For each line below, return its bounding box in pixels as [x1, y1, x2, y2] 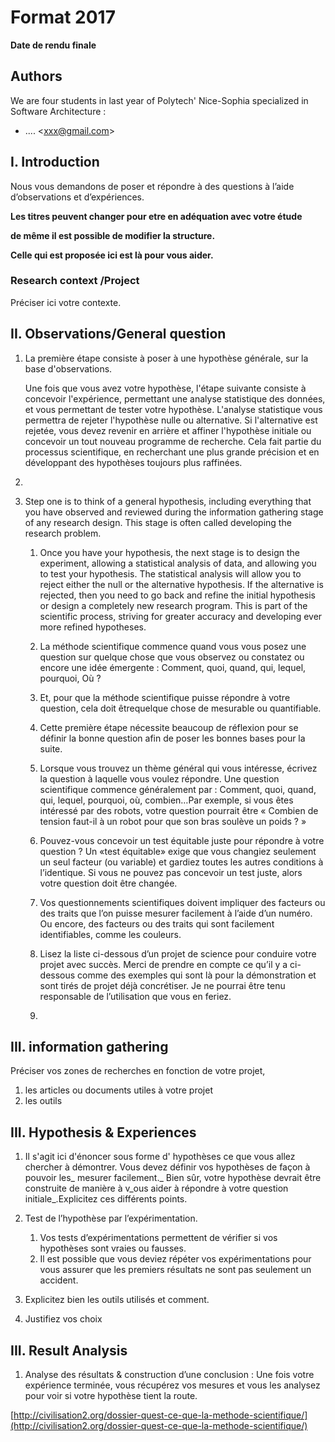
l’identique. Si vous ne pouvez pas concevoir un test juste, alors [39, 866, 303, 878]
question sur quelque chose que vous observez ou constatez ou [39, 651, 305, 663]
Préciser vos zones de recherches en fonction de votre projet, [10, 1065, 266, 1077]
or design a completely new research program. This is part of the [39, 599, 308, 611]
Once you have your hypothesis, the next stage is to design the [39, 546, 300, 558]
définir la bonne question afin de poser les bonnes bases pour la [39, 732, 306, 744]
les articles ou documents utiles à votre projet [24, 1084, 213, 1096]
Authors [10, 68, 63, 85]
